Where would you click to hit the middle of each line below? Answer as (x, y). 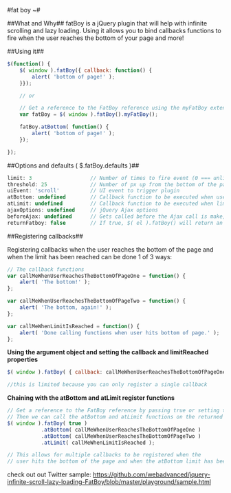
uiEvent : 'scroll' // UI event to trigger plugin (93, 191)
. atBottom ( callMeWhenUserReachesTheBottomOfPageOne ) (121, 430)
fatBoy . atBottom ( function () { (64, 127)
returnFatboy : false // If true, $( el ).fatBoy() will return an (115, 223)
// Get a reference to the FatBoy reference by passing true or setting (113, 411)
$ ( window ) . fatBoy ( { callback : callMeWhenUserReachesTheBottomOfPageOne (117, 372)
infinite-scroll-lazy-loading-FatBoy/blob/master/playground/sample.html (109, 482)
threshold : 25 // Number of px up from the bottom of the (112, 184)
